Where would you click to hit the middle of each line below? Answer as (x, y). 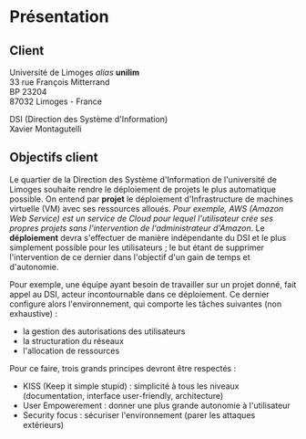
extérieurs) (43, 424)
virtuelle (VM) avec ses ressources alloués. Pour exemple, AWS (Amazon (147, 208)
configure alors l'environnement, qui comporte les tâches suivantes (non (146, 304)
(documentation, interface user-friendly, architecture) (123, 395)
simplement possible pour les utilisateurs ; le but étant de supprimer (137, 247)
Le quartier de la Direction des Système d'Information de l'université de (143, 179)
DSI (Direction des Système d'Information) (89, 119)
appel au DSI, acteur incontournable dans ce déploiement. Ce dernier (140, 294)
